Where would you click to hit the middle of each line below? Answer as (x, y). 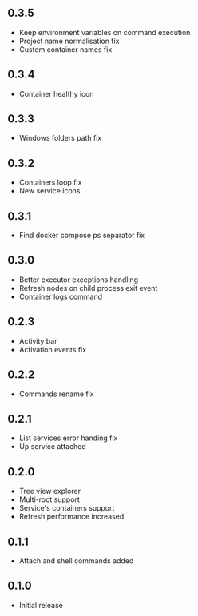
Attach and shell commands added (76, 560)
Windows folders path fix (60, 138)
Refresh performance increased (71, 517)
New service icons (49, 191)
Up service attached (53, 447)
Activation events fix (53, 349)
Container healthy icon (56, 93)
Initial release (41, 605)
